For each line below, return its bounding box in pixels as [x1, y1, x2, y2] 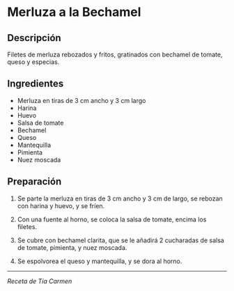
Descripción [7, 32, 61, 44]
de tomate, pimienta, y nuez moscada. [17, 243, 127, 251]
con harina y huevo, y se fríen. [17, 201, 105, 210]
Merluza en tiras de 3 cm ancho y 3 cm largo [17, 96, 146, 104]
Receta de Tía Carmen [7, 276, 72, 285]
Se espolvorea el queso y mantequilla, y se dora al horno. [17, 257, 182, 265]
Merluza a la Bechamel [7, 4, 141, 20]
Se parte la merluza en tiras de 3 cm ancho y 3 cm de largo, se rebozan [17, 194, 223, 203]
